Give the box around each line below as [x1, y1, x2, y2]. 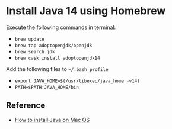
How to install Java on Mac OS [14, 116, 90, 123]
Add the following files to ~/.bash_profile [6, 65, 109, 72]
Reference [6, 101, 46, 111]
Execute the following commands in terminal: [6, 24, 116, 31]
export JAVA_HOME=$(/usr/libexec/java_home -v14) [14, 78, 141, 84]
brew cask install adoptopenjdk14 [14, 55, 100, 61]
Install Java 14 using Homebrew [6, 4, 166, 18]
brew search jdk [14, 49, 55, 54]
